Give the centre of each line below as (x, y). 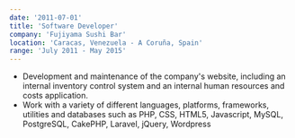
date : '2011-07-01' (46, 17)
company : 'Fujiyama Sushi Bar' (68, 34)
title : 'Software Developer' (64, 26)
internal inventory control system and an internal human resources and (153, 86)
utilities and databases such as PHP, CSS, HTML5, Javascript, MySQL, (152, 115)
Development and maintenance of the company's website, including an (154, 76)
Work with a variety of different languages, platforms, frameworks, (146, 105)
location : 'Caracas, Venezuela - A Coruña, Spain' (106, 43)
